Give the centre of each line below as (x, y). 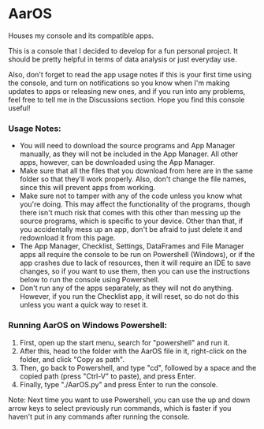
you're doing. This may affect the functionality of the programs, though (135, 204)
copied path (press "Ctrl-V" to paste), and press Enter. (108, 376)
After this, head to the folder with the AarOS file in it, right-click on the (133, 351)
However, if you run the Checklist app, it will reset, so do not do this (129, 297)
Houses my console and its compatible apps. (81, 35)
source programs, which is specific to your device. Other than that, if (131, 221)
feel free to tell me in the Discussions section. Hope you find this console (127, 99)
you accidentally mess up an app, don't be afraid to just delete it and (131, 229)
